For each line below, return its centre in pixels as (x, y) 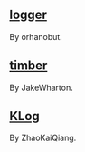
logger (28, 15)
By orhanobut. (36, 36)
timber (28, 66)
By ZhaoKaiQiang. (43, 138)
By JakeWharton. (42, 87)
